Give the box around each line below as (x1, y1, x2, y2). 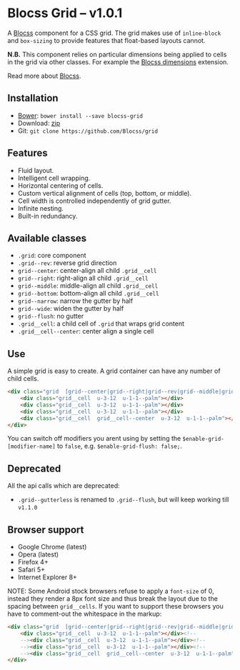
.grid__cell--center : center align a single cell (17, 327, 154, 336)
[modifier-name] (7, 443, 56, 451)
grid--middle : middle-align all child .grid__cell (17, 281, 159, 290)
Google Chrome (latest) (17, 543, 87, 551)
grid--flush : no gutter (17, 312, 84, 321)
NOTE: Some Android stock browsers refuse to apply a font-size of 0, (7, 587, 214, 596)
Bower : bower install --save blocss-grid (17, 111, 143, 119)
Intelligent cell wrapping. (17, 174, 91, 182)
